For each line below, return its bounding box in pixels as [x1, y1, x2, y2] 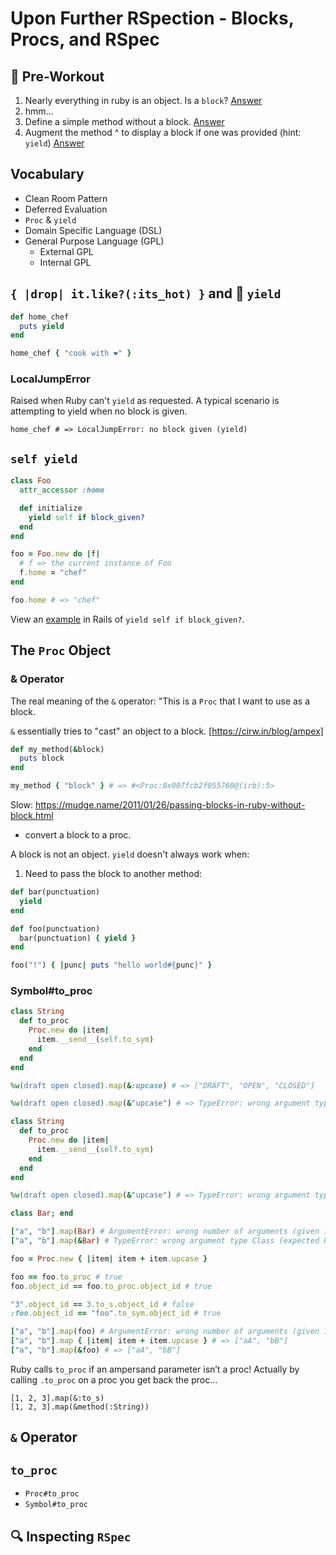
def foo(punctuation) [10, 923, 101, 934]
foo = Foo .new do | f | [10, 549, 101, 559]
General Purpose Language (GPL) [24, 235, 165, 247]
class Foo [10, 476, 52, 486]
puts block [19, 753, 65, 764]
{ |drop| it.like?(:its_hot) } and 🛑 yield [10, 285, 282, 302]
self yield [10, 452, 78, 466]
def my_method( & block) [10, 744, 105, 754]
